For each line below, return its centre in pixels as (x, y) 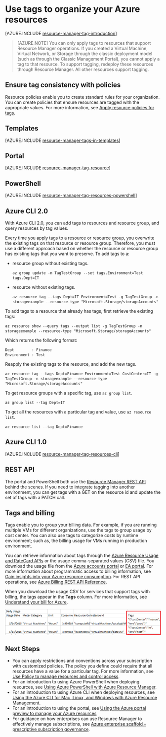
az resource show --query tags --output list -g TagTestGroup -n (74, 326)
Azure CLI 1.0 (26, 442)
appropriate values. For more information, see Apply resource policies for (80, 107)
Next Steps (22, 649)
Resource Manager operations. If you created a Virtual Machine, (83, 48)
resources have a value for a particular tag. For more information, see (83, 671)
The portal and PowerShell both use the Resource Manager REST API (76, 481)
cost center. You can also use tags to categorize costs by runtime (72, 536)
